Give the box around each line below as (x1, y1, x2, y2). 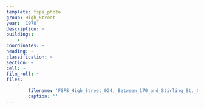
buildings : (6, 31, 34, 38)
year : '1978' (6, 20, 39, 26)
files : (6, 76, 23, 82)
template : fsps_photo (6, 8, 61, 15)
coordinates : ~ (6, 43, 45, 49)
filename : (28, 88, 53, 94)
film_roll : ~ (6, 71, 39, 77)
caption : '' (28, 93, 59, 99)
